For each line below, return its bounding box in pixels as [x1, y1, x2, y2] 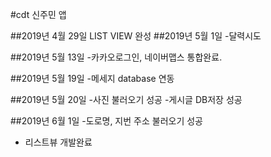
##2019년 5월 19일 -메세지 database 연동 [10, 73, 175, 84]
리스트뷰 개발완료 [24, 136, 93, 148]
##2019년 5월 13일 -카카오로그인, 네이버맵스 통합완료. [10, 51, 223, 63]
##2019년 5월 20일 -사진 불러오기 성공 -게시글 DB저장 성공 [10, 94, 243, 105]
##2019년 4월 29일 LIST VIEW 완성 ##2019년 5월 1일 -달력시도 [10, 30, 262, 42]
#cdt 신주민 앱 [10, 9, 67, 20]
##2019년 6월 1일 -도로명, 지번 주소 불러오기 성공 [10, 115, 203, 127]
